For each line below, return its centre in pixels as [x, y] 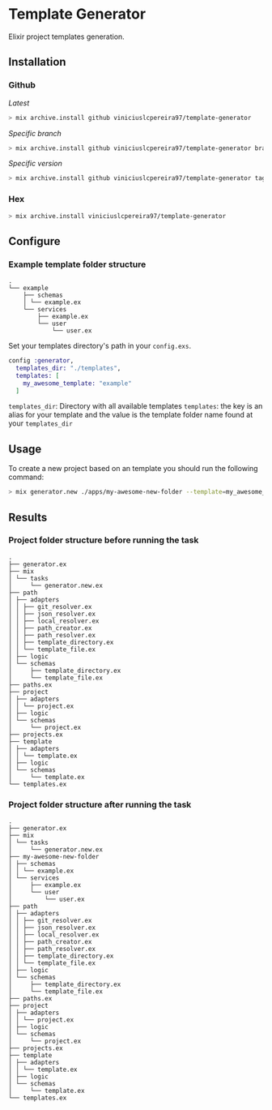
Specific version [35, 164]
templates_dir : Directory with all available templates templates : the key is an [136, 406]
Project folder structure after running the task [100, 804]
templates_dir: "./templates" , [68, 368]
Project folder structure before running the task [104, 540]
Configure [34, 241]
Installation [37, 62]
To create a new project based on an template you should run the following [133, 469]
